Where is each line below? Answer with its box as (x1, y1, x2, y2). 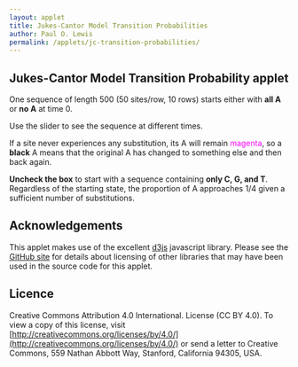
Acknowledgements (9, 218, 123, 233)
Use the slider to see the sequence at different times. (9, 121, 204, 131)
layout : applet (9, 12, 66, 22)
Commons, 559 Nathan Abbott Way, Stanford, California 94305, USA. (9, 347, 263, 358)
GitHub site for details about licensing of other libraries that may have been (9, 251, 284, 262)
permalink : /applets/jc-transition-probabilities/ (9, 37, 200, 47)
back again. (9, 157, 52, 168)
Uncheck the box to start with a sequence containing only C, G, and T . (9, 174, 269, 184)
